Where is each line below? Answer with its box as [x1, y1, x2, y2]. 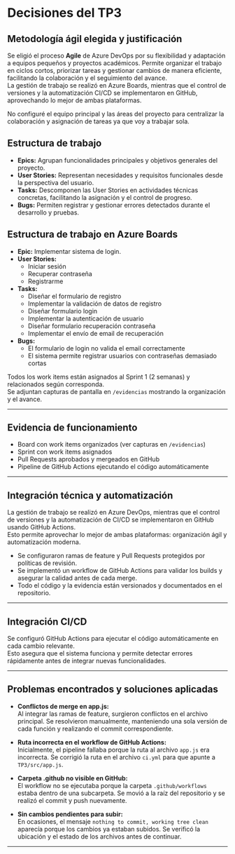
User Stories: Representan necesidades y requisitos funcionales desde [17, 170, 224, 179]
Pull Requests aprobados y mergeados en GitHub [17, 455, 159, 463]
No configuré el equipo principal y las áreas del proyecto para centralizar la [7, 110, 225, 118]
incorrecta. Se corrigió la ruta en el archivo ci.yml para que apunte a [17, 752, 215, 761]
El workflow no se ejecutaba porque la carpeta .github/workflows [17, 781, 208, 789]
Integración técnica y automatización [7, 489, 173, 501]
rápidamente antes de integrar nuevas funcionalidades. [7, 657, 166, 665]
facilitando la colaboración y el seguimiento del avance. [7, 74, 168, 82]
